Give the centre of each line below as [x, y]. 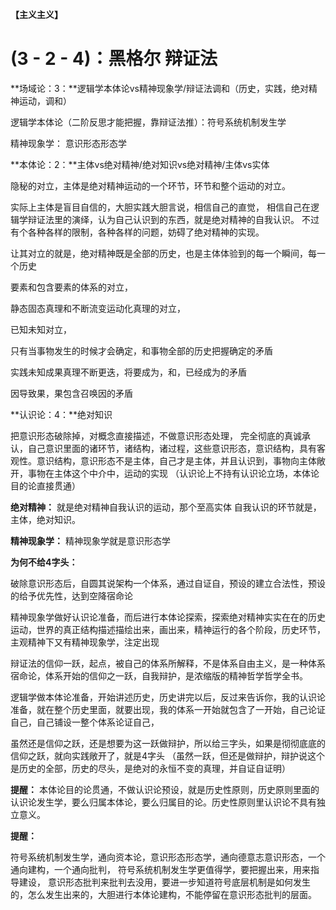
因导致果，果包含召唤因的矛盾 [71, 393]
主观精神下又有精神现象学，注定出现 [85, 642]
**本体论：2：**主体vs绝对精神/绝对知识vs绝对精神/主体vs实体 [140, 164]
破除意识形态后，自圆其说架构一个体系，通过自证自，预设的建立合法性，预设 [168, 583]
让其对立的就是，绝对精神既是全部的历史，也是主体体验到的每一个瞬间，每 [163, 253]
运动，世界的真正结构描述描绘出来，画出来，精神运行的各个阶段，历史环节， [168, 629]
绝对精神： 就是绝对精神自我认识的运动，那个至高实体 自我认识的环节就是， [166, 507]
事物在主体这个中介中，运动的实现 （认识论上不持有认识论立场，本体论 [173, 473]
